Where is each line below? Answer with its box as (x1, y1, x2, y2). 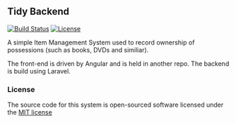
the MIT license (7, 108, 53, 117)
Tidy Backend (7, 6, 69, 18)
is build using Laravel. (7, 66, 71, 75)
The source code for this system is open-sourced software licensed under (7, 100, 224, 109)
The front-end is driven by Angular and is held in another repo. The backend (7, 59, 230, 68)
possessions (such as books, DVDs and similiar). (7, 45, 149, 54)
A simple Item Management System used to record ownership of (7, 38, 195, 47)
